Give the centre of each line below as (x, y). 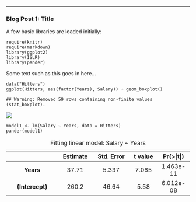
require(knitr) (24, 42)
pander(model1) (24, 131)
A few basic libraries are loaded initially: (54, 32)
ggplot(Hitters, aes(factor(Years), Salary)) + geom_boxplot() (85, 89)
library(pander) (26, 63)
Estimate (75, 156)
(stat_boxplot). (26, 105)
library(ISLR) (23, 58)
